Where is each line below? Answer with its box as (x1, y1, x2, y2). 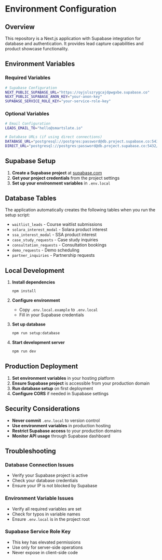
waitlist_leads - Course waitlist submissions (12, 221, 103, 227)
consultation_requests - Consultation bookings (12, 242, 107, 248)
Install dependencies (12, 280, 55, 285)
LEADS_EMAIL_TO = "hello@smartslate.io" (5, 126, 83, 131)
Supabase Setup (5, 157, 56, 165)
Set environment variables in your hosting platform (12, 375, 115, 381)
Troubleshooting (5, 447, 56, 455)
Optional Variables (5, 110, 50, 117)
